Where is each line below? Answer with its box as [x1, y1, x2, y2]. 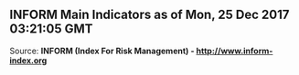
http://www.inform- [196, 45, 273, 56]
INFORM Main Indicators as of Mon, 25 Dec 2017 [9, 7, 290, 23]
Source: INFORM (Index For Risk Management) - [9, 45, 195, 56]
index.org [9, 54, 48, 66]
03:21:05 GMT [9, 22, 93, 37]
